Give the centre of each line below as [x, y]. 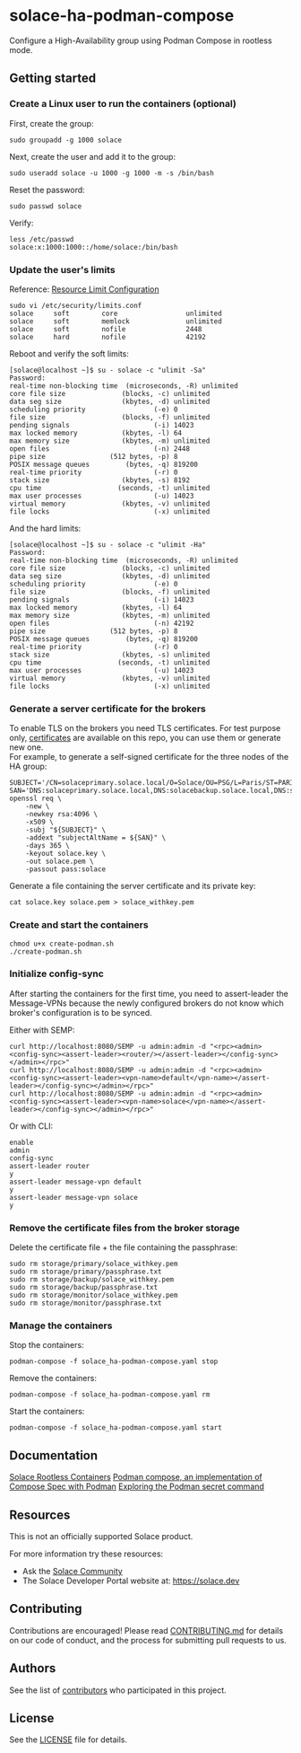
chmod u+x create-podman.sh [62, 944]
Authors [33, 1668]
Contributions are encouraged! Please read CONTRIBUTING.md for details [146, 1630]
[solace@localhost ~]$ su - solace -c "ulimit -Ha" [107, 544]
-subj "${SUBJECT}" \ [65, 830]
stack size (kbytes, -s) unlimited [110, 655]
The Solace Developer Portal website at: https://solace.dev [131, 1581]
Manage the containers [61, 1326]
